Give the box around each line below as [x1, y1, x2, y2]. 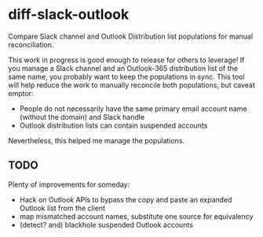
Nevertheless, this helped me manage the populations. [8, 135, 185, 145]
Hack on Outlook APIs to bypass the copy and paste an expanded [19, 194, 232, 204]
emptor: [8, 88, 34, 98]
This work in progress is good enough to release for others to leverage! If [8, 55, 245, 65]
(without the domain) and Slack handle [19, 112, 145, 121]
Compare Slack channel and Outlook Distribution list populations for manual [8, 31, 254, 41]
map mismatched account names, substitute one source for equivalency [19, 211, 254, 221]
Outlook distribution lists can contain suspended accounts [19, 120, 208, 130]
